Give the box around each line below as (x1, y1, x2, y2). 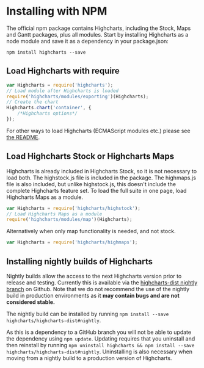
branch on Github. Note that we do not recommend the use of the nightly (6, 286, 190, 292)
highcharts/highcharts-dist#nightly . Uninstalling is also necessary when (6, 348, 192, 355)
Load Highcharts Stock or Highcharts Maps (6, 151, 175, 162)
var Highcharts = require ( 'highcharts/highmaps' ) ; (6, 239, 138, 245)
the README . (6, 133, 40, 141)
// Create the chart (6, 99, 59, 105)
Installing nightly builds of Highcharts (6, 256, 153, 267)
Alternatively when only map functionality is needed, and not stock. (6, 228, 176, 235)
